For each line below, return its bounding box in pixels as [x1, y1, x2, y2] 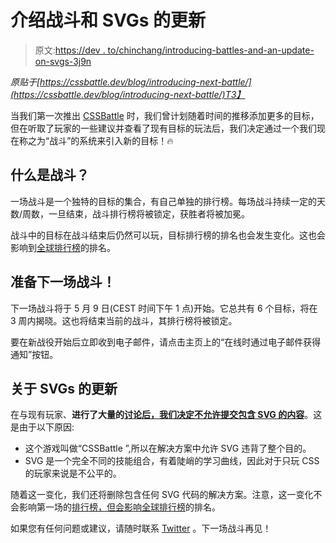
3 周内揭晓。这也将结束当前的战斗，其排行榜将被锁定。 [10, 314, 238, 326]
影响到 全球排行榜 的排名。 [10, 241, 116, 253]
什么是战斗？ [10, 167, 90, 184]
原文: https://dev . [34, 44, 106, 56]
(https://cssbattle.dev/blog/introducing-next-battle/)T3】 [10, 88, 246, 100]
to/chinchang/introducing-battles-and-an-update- [107, 44, 315, 56]
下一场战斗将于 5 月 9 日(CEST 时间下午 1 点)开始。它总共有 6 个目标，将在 [10, 302, 318, 314]
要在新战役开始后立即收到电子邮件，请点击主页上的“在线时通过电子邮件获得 [10, 336, 322, 348]
